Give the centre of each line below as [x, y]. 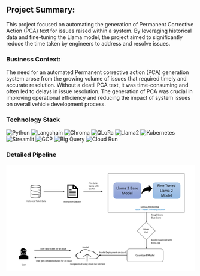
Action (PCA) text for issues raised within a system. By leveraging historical [99, 31]
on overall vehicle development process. [56, 104]
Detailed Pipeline [31, 155]
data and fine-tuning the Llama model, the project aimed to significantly [94, 37]
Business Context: [34, 59]
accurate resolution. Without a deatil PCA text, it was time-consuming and [97, 85]
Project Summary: [41, 10]
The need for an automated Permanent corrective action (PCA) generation [98, 72]
